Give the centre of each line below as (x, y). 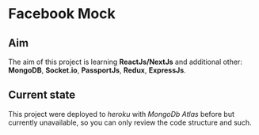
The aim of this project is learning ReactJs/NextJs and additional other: (126, 62)
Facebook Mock (62, 14)
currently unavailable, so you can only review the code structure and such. (130, 122)
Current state (42, 95)
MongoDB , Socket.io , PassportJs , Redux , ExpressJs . (97, 70)
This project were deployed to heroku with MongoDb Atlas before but (122, 114)
